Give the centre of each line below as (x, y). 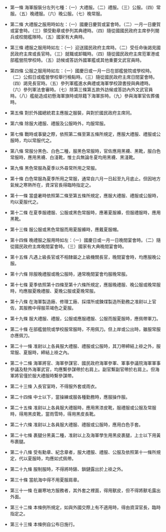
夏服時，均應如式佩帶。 (52, 458)
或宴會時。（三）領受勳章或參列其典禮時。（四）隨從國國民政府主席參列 (82, 31)
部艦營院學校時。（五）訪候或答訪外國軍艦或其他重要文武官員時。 (77, 60)
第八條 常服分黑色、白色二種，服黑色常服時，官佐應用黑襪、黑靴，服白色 (85, 151)
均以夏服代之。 (25, 202)
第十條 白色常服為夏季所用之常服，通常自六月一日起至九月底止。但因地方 (85, 179)
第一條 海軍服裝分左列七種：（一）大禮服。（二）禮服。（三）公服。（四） (83, 7)
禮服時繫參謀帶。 (58, 376)
